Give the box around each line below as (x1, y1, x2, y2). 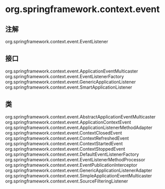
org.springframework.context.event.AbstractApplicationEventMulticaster (5, 113, 156, 119)
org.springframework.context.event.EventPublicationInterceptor (5, 162, 137, 168)
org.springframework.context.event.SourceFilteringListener (5, 178, 128, 184)
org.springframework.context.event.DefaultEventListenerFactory (5, 151, 139, 157)
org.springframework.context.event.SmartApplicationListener (5, 84, 132, 90)
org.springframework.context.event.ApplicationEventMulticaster (5, 68, 138, 74)
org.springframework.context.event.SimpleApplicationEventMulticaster (5, 172, 152, 178)
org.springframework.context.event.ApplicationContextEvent (5, 119, 131, 125)
